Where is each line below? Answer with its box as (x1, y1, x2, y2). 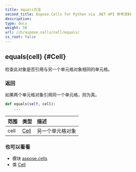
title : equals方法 (5, 7, 41, 12)
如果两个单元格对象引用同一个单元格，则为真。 (5, 92, 99, 98)
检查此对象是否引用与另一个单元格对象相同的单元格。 (5, 66, 113, 72)
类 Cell (12, 162, 26, 168)
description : (5, 16, 32, 21)
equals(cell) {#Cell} (5, 52, 66, 61)
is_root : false (5, 35, 36, 40)
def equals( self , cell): (5, 101, 56, 106)
